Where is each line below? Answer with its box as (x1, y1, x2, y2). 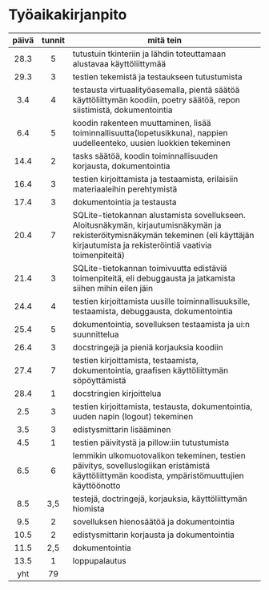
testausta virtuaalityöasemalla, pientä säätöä (72, 84, 240, 95)
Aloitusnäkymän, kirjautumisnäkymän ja (72, 219, 222, 230)
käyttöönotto (72, 479, 121, 491)
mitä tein (147, 34, 183, 46)
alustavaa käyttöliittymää (72, 58, 167, 69)
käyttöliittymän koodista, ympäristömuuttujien (72, 470, 244, 481)
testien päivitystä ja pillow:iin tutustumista (72, 437, 230, 448)
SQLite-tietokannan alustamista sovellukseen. (72, 209, 246, 220)
